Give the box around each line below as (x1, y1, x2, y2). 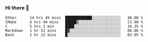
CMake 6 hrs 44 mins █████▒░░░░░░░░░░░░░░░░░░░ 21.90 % (5, 20, 143, 25)
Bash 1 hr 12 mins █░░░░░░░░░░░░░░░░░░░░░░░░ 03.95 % (5, 33, 143, 38)
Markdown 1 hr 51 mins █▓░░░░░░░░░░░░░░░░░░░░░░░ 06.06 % (5, 28, 143, 33)
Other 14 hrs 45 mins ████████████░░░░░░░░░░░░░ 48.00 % (5, 16, 143, 21)
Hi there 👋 (5, 4, 30, 11)
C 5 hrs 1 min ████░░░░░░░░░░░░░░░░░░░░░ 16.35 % (5, 24, 143, 29)
